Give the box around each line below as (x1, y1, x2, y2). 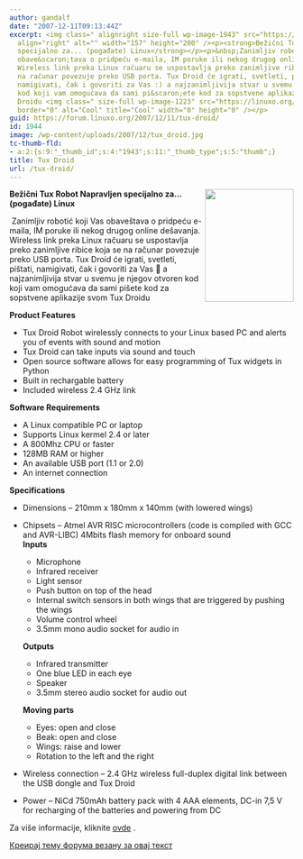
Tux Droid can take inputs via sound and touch (22, 346, 196, 357)
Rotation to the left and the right (35, 751, 155, 762)
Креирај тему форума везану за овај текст (9, 840, 173, 851)
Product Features (9, 310, 77, 321)
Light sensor (35, 576, 83, 587)
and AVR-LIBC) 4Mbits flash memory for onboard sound (22, 529, 232, 541)
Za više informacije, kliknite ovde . (9, 822, 136, 834)
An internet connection (22, 468, 108, 479)
